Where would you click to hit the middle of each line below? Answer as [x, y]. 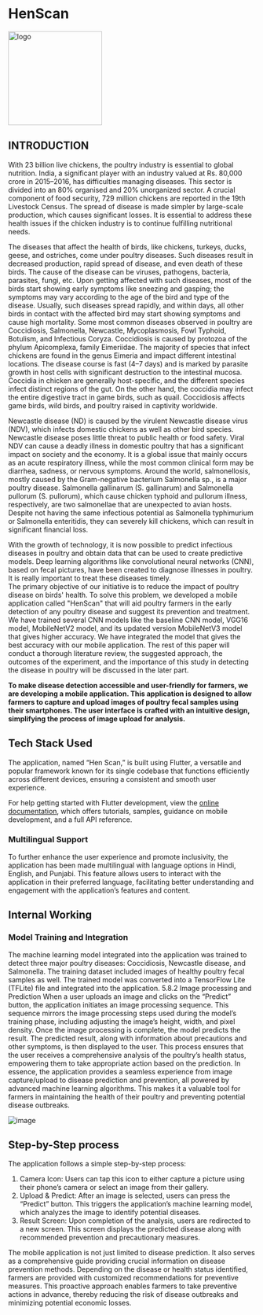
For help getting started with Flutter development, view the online [114, 802]
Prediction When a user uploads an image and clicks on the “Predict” [120, 996]
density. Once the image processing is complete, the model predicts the [124, 1030]
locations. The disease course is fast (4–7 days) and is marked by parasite [128, 363]
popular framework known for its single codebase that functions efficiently [129, 771]
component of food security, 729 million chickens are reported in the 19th [127, 198]
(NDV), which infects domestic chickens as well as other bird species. [121, 429]
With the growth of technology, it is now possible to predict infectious [121, 544]
